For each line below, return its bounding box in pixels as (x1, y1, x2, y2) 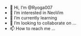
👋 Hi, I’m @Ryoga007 (9, 5, 53, 10)
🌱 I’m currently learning (9, 15, 57, 20)
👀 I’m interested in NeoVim (9, 10, 64, 16)
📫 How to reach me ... (9, 26, 55, 31)
